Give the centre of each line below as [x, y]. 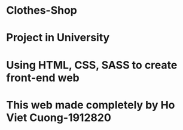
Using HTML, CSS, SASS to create [92, 65]
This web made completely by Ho [91, 105]
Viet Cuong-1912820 [59, 117]
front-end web [43, 78]
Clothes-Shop [42, 10]
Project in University [58, 38]
